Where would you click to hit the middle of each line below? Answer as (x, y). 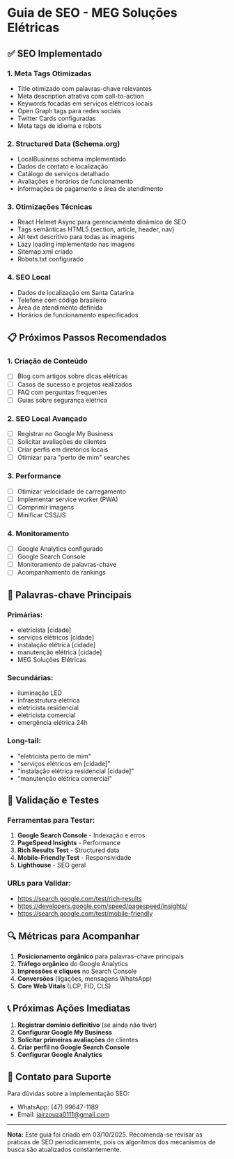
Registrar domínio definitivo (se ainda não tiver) (87, 1025)
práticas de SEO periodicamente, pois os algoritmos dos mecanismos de (111, 1142)
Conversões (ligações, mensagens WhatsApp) (85, 979)
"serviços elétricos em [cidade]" (64, 763)
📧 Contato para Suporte (59, 1077)
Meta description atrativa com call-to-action (80, 96)
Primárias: (25, 614)
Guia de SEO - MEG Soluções (92, 13)
